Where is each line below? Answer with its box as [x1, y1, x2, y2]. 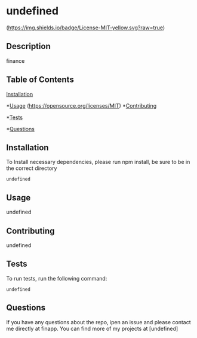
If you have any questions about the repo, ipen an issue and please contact [6, 318, 191, 325]
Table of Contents [6, 75, 75, 85]
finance [6, 57, 25, 64]
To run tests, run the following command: [6, 275, 107, 282]
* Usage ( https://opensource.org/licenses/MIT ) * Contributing [6, 102, 157, 109]
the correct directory [6, 165, 57, 172]
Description [6, 41, 51, 51]
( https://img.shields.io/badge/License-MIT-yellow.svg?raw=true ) [6, 24, 165, 31]
